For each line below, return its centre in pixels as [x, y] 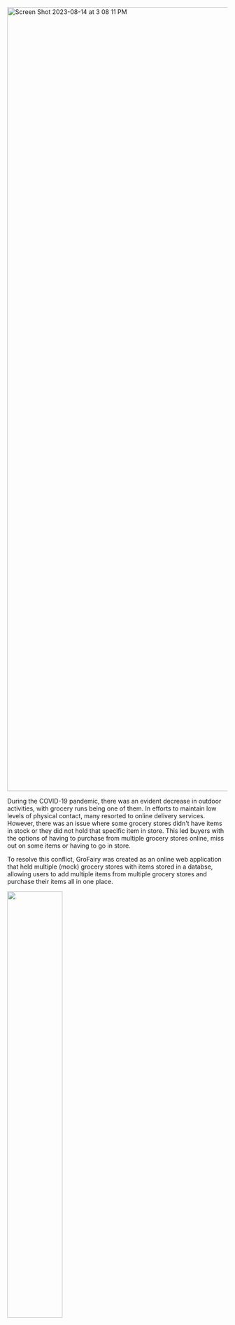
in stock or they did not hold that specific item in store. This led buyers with [116, 831]
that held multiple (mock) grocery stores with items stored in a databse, [110, 867]
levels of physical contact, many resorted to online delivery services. [106, 816]
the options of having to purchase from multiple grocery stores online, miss [116, 838]
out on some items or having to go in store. [69, 846]
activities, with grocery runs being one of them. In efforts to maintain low [112, 808]
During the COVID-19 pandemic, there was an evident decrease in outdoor [114, 801]
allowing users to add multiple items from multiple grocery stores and [107, 874]
